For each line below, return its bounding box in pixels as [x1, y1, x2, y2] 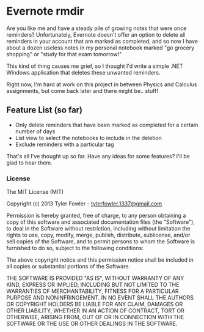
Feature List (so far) [6, 105, 83, 116]
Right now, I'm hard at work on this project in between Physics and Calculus [6, 81, 197, 88]
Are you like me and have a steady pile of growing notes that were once [6, 24, 187, 32]
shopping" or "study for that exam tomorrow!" [6, 50, 122, 57]
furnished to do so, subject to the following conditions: [6, 245, 144, 252]
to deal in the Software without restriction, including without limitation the [6, 225, 191, 232]
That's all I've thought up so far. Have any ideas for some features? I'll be [6, 152, 191, 160]
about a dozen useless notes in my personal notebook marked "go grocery [6, 44, 195, 51]
